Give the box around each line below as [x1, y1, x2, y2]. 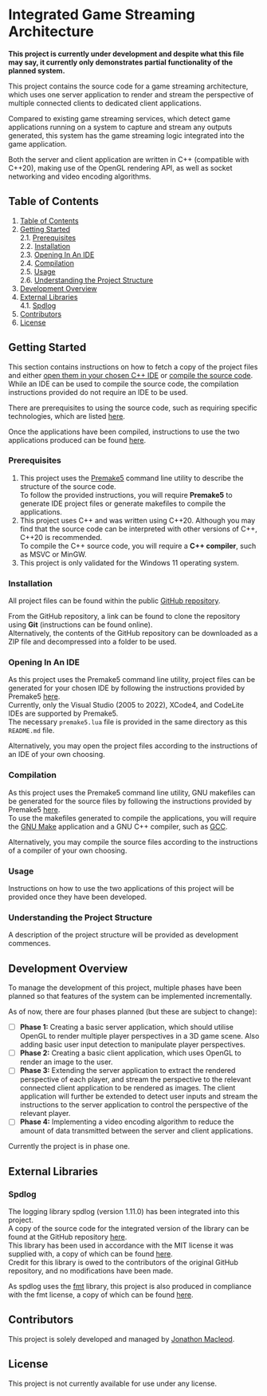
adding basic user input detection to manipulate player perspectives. [19, 1039, 245, 1050]
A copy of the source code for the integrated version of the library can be [8, 1224, 249, 1233]
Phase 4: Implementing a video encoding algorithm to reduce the [19, 1117, 234, 1126]
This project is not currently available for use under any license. [8, 1378, 218, 1388]
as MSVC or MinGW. [19, 549, 87, 559]
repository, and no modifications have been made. [8, 1266, 174, 1276]
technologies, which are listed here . [8, 411, 126, 420]
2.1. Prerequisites [19, 233, 77, 243]
